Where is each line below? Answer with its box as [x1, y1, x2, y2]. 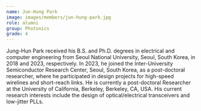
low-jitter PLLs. [6, 98, 44, 105]
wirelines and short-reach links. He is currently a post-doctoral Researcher [6, 79, 191, 87]
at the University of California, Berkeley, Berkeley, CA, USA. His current [6, 85, 182, 92]
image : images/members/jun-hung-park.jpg [6, 14, 112, 20]
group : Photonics [6, 25, 50, 32]
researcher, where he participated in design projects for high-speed [6, 73, 174, 80]
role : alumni [6, 20, 39, 26]
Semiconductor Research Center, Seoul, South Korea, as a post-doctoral [6, 66, 185, 73]
